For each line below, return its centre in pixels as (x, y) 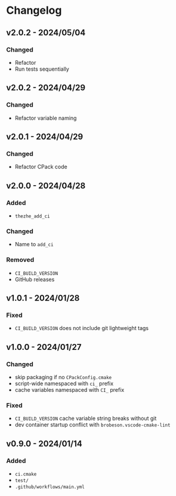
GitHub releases (35, 279)
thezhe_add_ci (32, 216)
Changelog (34, 10)
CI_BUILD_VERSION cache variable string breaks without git (86, 418)
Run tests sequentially (42, 69)
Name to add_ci (34, 244)
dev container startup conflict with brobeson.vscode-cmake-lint (92, 425)
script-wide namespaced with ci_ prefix (64, 383)
